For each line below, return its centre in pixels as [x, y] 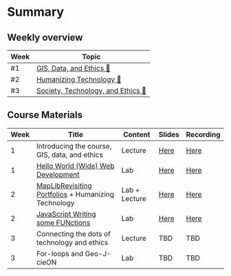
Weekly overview [45, 38]
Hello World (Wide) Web [76, 166]
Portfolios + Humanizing [76, 194]
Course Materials [45, 115]
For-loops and [60, 253]
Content [136, 134]
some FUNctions [64, 222]
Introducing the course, [74, 146]
